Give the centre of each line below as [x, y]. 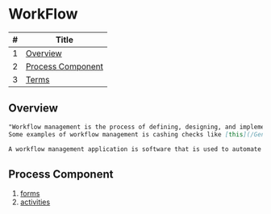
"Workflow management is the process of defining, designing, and [122, 127]
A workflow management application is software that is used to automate [135, 149]
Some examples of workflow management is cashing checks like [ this [126, 134]
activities [35, 202]
